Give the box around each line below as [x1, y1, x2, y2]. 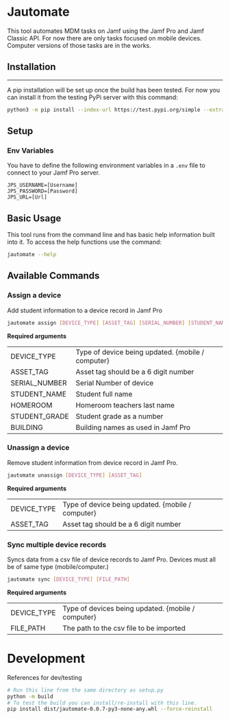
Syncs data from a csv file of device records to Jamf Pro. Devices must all [7, 555, 216, 564]
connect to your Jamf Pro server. [7, 168, 101, 177]
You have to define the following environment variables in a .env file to [7, 162, 205, 170]
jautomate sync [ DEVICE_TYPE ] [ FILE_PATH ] [7, 576, 130, 583]
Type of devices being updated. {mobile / [62, 603, 195, 613]
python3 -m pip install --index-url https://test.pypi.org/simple [7, 106, 201, 113]
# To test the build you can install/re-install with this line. [7, 699, 197, 706]
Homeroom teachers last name [75, 400, 175, 409]
